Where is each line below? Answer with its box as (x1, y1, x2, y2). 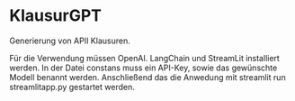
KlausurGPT (9, 5, 102, 26)
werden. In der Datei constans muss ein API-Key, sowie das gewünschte (9, 62, 278, 73)
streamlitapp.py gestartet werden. (9, 81, 135, 92)
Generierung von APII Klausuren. (9, 35, 130, 46)
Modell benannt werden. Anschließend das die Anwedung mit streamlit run (9, 71, 286, 82)
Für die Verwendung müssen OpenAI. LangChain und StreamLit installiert (9, 52, 281, 63)
